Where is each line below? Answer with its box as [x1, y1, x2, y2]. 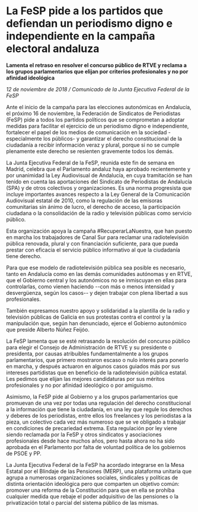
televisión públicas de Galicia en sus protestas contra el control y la [6, 313, 171, 320]
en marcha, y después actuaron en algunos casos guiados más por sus [6, 362, 180, 370]
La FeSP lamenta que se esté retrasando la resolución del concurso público [6, 337, 191, 345]
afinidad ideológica [6, 74, 55, 81]
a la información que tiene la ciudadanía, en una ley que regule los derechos [6, 405, 193, 413]
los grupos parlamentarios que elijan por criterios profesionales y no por [6, 68, 189, 75]
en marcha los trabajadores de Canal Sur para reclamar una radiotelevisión [6, 233, 189, 241]
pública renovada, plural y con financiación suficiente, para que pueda [6, 240, 178, 247]
